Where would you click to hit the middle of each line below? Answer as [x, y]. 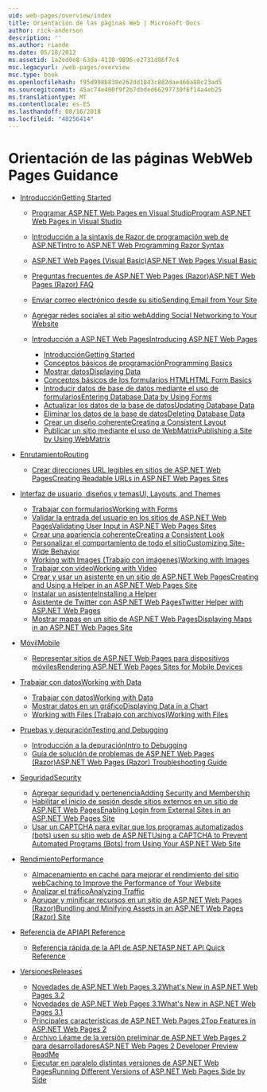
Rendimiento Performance [62, 859]
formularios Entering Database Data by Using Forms [128, 396]
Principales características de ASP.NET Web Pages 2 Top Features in [144, 1020]
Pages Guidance [64, 175]
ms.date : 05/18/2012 [43, 52]
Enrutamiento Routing [54, 454]
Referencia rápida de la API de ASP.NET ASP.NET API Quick [128, 947]
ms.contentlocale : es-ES [49, 104]
